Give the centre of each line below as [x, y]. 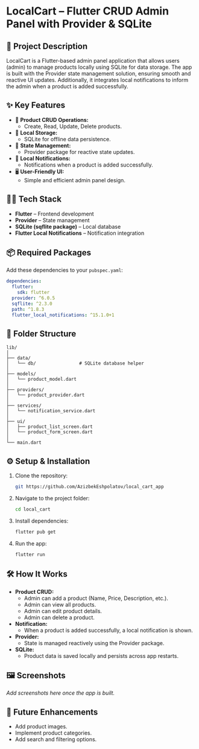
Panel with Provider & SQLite [79, 24]
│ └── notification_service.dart [51, 411]
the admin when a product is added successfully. [67, 86]
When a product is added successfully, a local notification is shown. [108, 630]
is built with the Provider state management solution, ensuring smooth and [99, 73]
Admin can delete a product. [59, 617]
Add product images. [41, 727]
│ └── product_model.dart [42, 379]
